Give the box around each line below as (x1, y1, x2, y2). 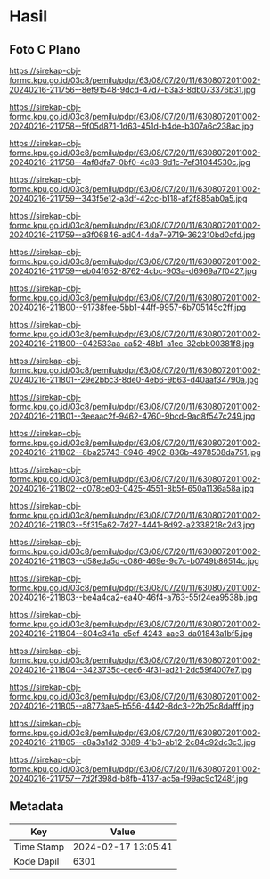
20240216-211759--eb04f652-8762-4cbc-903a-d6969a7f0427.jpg (9, 266, 257, 276)
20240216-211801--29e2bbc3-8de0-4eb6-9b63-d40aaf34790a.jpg (9, 375, 259, 385)
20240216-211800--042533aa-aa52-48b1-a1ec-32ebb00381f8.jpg (9, 338, 255, 349)
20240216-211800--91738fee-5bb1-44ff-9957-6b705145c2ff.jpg (9, 302, 247, 312)
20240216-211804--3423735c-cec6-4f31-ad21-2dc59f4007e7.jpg (9, 665, 252, 675)
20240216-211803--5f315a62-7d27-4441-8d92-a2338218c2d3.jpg (9, 519, 256, 530)
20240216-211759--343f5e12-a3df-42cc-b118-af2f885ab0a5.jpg (9, 194, 248, 203)
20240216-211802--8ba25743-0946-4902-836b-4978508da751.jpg (9, 447, 261, 457)
